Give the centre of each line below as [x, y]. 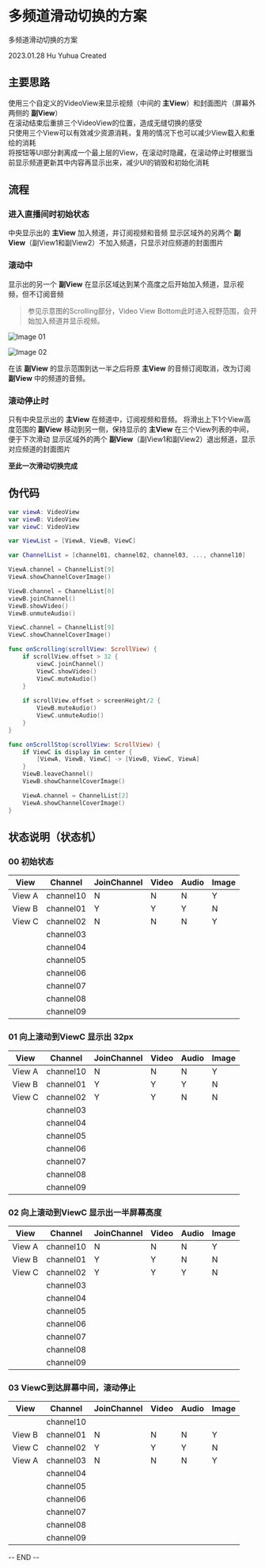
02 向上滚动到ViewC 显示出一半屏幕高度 [85, 1212]
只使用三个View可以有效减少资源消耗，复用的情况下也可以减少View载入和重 [132, 132]
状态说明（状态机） [55, 837]
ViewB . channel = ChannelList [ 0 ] [61, 591]
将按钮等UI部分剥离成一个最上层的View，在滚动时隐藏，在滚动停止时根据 [127, 152]
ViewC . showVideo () [67, 671]
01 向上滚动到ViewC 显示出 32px [71, 1037]
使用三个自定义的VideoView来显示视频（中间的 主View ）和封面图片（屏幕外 [132, 103]
